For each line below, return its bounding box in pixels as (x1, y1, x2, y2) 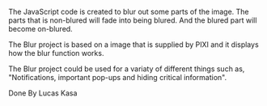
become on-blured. (8, 24, 73, 33)
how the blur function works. (8, 49, 104, 57)
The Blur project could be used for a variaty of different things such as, (8, 64, 245, 74)
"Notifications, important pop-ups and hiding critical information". (8, 73, 227, 82)
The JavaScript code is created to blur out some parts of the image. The (8, 7, 249, 16)
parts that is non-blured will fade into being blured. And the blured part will (8, 15, 257, 25)
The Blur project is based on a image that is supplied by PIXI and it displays (8, 40, 259, 49)
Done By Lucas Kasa (8, 88, 78, 98)
